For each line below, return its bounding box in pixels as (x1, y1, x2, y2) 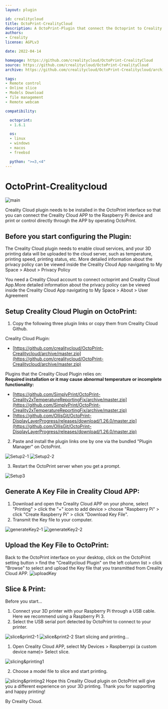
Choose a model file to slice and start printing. (12, 668, 108, 674)
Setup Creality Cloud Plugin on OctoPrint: (5, 307, 137, 316)
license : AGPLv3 (5, 40, 39, 45)
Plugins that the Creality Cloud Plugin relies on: (5, 371, 102, 377)
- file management (5, 95, 43, 100)
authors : (5, 31, 23, 36)
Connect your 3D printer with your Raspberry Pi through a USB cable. (12, 608, 156, 614)
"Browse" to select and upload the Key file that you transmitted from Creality (5, 565, 163, 571)
